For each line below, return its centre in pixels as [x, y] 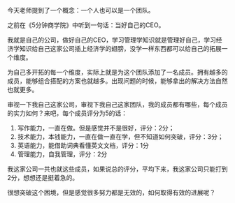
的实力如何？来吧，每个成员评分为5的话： [67, 113]
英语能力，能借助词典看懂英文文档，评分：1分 [83, 145]
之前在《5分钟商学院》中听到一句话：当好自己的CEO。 [86, 25]
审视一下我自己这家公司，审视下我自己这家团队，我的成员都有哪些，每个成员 [117, 104]
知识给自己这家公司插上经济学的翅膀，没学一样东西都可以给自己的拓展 [120, 48]
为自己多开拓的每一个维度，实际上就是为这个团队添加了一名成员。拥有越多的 [117, 72]
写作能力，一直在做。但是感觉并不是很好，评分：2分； [96, 128]
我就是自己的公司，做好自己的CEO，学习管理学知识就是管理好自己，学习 [112, 40]
